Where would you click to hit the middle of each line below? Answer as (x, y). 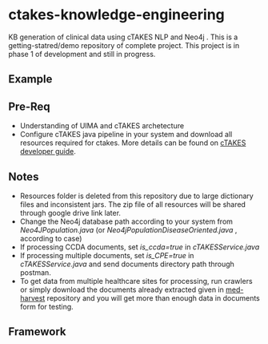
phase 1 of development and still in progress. (82, 54)
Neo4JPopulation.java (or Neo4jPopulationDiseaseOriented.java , (128, 229)
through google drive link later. (70, 212)
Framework (37, 332)
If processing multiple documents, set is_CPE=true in (107, 255)
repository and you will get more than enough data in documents (153, 297)
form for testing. (46, 306)
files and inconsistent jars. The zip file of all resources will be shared (133, 204)
